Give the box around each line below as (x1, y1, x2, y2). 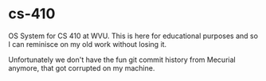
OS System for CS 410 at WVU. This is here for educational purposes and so (8, 31, 259, 40)
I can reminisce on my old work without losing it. (8, 39, 167, 48)
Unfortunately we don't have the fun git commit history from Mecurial (8, 55, 237, 64)
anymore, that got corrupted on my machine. (8, 63, 155, 72)
